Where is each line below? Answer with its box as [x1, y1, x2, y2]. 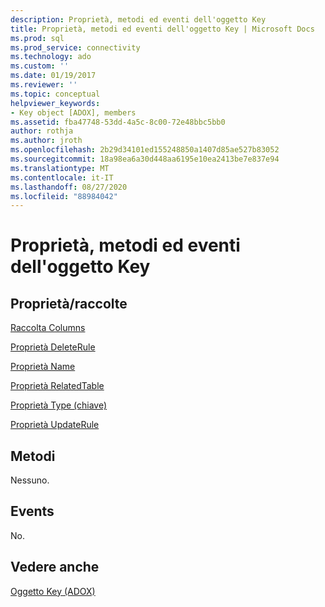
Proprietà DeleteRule [10, 341, 96, 353]
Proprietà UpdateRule [10, 419, 100, 431]
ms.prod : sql [10, 33, 65, 43]
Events [10, 503, 55, 520]
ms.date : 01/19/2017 [10, 71, 97, 81]
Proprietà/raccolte [10, 295, 128, 312]
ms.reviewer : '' [10, 80, 78, 90]
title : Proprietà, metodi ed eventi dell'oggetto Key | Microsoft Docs [10, 24, 315, 34]
